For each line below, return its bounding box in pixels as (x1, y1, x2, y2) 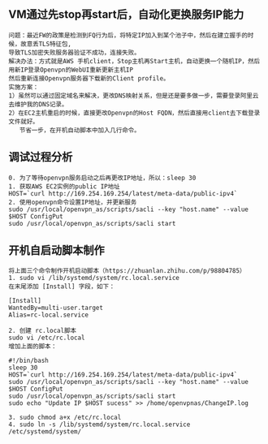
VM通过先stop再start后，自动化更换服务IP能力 (8, 7, 244, 22)
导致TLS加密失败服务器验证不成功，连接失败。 (8, 48, 140, 57)
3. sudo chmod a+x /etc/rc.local (8, 413, 122, 422)
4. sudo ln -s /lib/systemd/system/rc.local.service (8, 420, 191, 429)
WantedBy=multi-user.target (8, 304, 104, 313)
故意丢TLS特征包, (19, 40, 71, 48)
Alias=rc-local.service (8, 311, 89, 319)
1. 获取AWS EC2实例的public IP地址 (8, 182, 120, 191)
